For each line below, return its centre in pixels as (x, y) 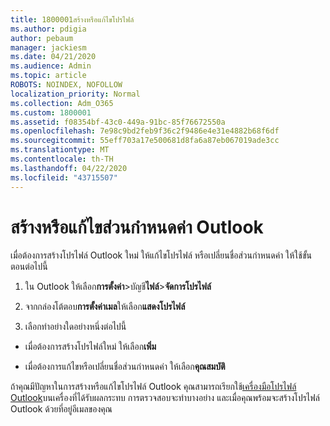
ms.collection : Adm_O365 (62, 103)
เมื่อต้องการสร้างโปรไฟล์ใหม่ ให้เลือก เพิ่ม (90, 347)
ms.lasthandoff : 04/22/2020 (69, 168)
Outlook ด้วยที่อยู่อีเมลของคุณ (61, 409)
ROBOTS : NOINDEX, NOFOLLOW (66, 85)
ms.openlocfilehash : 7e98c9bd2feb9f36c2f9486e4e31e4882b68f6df (145, 131)
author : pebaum (42, 38)
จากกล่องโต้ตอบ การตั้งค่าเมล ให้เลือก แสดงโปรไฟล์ (105, 307)
